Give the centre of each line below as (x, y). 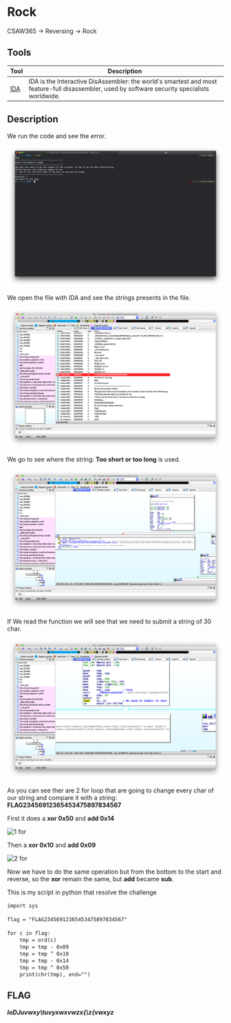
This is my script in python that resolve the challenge (82, 892)
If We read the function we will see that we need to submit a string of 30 (109, 621)
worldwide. (44, 96)
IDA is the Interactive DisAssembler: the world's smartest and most (123, 81)
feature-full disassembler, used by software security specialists (119, 88)
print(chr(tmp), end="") (55, 974)
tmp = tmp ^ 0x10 (44, 954)
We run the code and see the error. (57, 136)
